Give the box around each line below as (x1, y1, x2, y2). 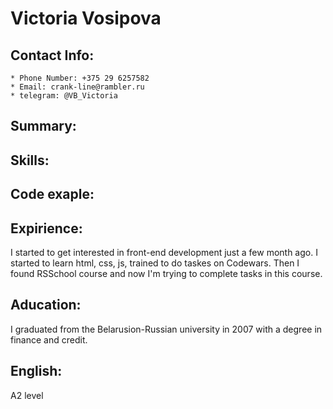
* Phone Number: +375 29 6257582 (10, 73, 150, 83)
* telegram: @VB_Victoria (10, 91, 118, 101)
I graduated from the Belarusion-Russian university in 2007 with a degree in (10, 323, 323, 335)
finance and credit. (10, 333, 88, 346)
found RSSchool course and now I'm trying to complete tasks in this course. (10, 267, 323, 279)
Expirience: (10, 220, 83, 237)
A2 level (10, 389, 44, 401)
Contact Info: (10, 47, 95, 64)
